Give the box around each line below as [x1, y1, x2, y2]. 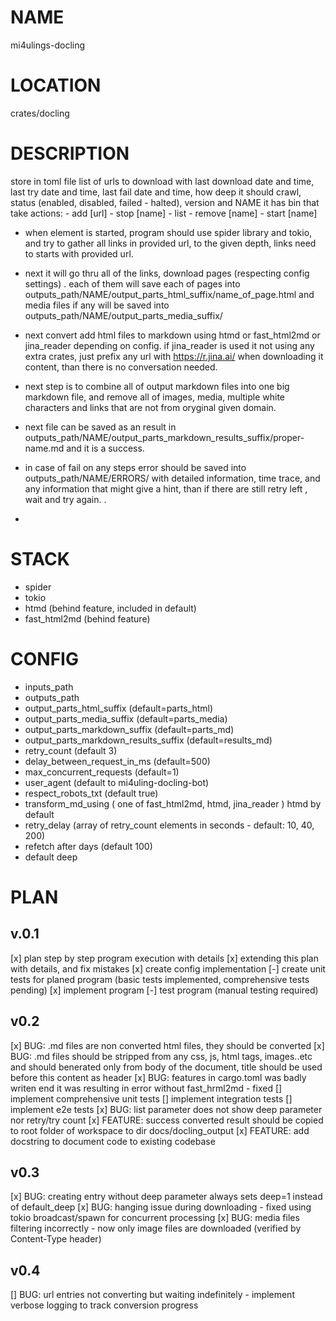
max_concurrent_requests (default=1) [24, 766, 180, 778]
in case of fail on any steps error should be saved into [24, 461, 247, 473]
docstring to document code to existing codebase [10, 1135, 216, 1147]
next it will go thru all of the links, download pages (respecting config [24, 267, 310, 279]
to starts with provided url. [24, 247, 134, 260]
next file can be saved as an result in [24, 421, 177, 433]
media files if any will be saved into [24, 299, 170, 311]
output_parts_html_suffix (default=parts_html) [24, 702, 214, 714]
